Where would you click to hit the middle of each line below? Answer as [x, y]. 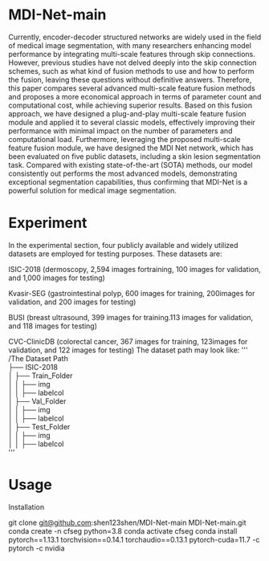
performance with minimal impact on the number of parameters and [120, 131]
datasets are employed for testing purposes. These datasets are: [115, 254]
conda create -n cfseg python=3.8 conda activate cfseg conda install [123, 531]
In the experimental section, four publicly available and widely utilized [123, 245]
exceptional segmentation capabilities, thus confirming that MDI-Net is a [128, 181]
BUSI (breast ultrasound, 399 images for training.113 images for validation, [131, 317]
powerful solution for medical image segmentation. [92, 190]
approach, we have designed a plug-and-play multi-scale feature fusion [127, 113]
